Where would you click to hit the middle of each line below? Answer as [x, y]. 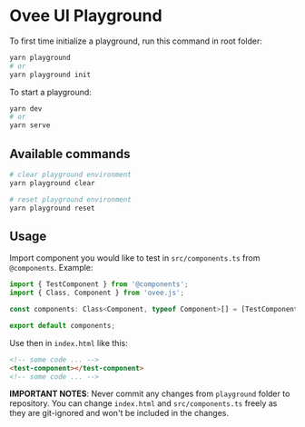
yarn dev [26, 109]
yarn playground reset [52, 208]
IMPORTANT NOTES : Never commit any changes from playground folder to [150, 394]
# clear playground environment [70, 174]
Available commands [70, 154]
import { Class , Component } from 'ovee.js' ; [97, 293]
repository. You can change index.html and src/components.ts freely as [143, 403]
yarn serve [30, 125]
